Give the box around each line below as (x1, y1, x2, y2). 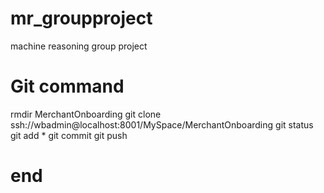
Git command (10, 75, 125, 98)
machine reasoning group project (10, 40, 148, 52)
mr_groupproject (10, 7, 153, 30)
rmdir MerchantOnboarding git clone (10, 108, 162, 120)
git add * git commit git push (10, 129, 128, 141)
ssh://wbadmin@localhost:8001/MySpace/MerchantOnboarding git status (10, 118, 314, 131)
